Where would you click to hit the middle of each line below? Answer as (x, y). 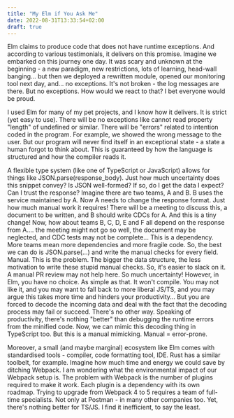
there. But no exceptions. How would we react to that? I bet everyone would (116, 91)
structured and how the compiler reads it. (67, 157)
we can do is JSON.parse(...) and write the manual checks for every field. (113, 252)
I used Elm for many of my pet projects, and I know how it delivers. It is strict (117, 112)
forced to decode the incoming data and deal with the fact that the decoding (117, 305)
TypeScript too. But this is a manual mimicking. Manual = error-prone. (108, 334)
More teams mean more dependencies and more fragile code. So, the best (115, 245)
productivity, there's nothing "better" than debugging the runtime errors (111, 319)
